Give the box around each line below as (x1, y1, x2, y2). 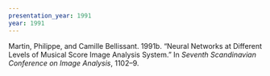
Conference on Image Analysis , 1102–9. (8, 58, 139, 68)
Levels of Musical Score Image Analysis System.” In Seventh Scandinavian (8, 50, 256, 59)
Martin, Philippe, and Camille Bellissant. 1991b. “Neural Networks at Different (8, 41, 263, 50)
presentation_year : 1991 (8, 11, 92, 20)
